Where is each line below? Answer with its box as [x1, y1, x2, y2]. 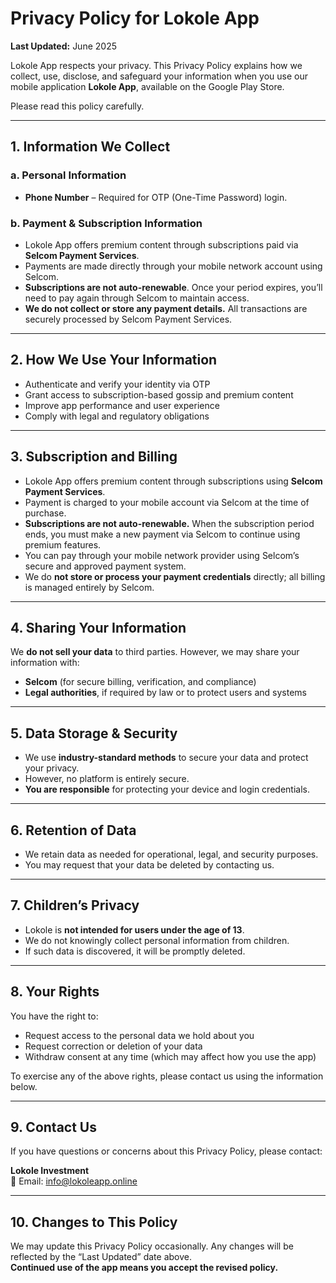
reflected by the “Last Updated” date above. [10, 1251, 192, 1263]
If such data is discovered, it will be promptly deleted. [24, 945, 246, 957]
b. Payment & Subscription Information [10, 216, 203, 230]
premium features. [24, 538, 102, 551]
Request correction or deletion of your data [24, 1040, 203, 1052]
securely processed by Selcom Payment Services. [24, 313, 233, 325]
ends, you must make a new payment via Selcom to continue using [24, 528, 301, 540]
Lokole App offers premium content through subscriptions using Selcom [24, 475, 323, 487]
